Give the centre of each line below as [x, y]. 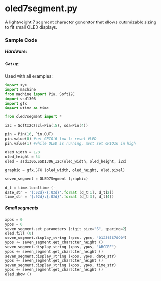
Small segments [22, 208]
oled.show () [18, 274]
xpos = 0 [14, 220]
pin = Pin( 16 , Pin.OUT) [29, 134]
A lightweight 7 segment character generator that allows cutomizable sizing [81, 22]
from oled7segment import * [34, 117]
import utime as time [27, 108]
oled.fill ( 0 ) [19, 233]
